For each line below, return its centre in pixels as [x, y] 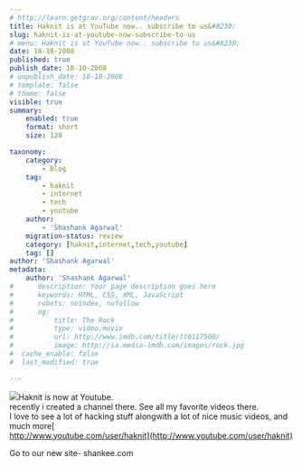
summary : [26, 110]
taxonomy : [28, 152]
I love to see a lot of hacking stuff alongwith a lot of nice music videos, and [149, 416]
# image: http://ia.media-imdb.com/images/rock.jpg [127, 346]
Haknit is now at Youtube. [66, 397]
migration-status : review [75, 236]
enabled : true [52, 119]
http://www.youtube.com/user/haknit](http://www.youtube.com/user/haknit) [151, 435]
